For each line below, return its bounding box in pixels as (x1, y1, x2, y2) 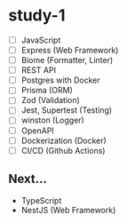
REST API (20, 65, 57, 76)
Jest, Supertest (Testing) (20, 105, 113, 115)
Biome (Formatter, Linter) (20, 55, 114, 66)
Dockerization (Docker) (20, 135, 107, 146)
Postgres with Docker (20, 75, 100, 85)
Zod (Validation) (20, 95, 81, 106)
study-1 (8, 5, 66, 26)
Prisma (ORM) (20, 85, 73, 96)
